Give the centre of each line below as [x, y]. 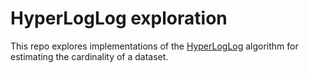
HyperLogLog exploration [119, 18]
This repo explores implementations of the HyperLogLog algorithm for [154, 46]
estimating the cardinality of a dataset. [89, 56]
